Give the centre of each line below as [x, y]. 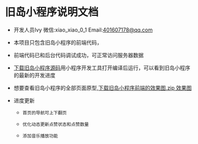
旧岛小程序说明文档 [52, 12]
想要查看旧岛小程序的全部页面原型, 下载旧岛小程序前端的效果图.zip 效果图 [103, 87]
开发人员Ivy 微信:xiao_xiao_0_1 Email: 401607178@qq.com [83, 30]
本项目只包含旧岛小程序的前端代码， [58, 42]
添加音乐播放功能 [40, 136]
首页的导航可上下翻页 [44, 113]
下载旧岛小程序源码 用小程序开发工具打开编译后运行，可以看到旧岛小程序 [102, 68]
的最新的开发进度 [34, 75]
